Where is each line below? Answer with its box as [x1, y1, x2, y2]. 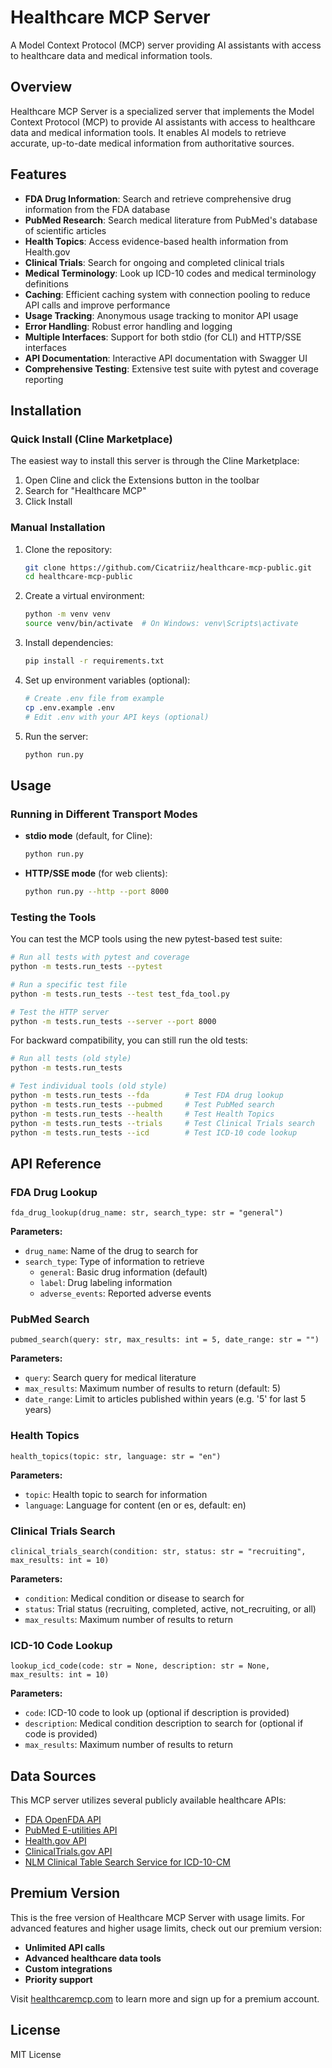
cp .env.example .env [24, 702, 115, 713]
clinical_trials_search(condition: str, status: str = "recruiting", [10, 1546, 307, 1556]
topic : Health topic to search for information [24, 1488, 208, 1500]
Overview [10, 79, 73, 96]
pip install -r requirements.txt [24, 656, 165, 666]
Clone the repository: [24, 543, 113, 555]
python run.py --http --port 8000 [24, 886, 169, 896]
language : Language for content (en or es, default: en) [24, 1499, 247, 1511]
